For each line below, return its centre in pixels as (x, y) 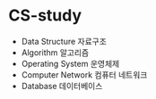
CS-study (45, 16)
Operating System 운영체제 (70, 63)
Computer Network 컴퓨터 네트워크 (84, 74)
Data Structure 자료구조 (64, 41)
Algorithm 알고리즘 (55, 52)
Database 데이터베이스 (62, 86)
